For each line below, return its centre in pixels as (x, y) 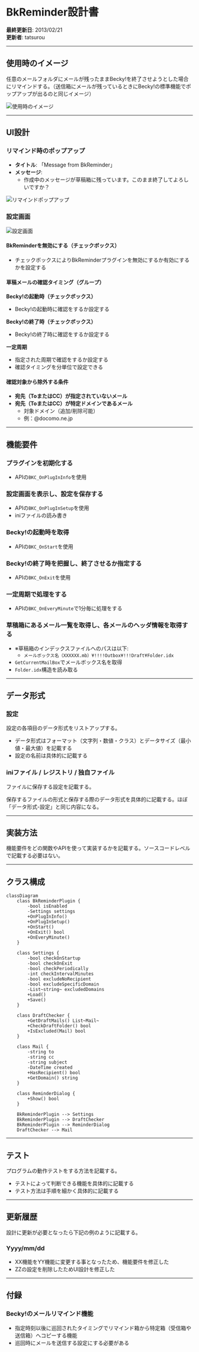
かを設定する (30, 267)
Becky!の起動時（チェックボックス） (51, 297)
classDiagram (22, 896)
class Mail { (33, 1047)
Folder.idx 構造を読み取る (46, 669)
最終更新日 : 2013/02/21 (34, 30)
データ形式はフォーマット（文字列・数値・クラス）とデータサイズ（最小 (103, 741)
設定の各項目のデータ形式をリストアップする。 (63, 728)
